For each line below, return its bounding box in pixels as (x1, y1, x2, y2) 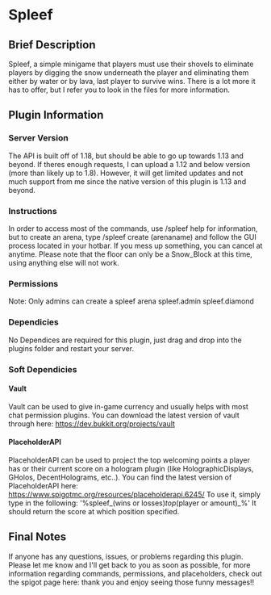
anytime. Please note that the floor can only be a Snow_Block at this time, (8, 249, 252, 259)
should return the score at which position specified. (8, 506, 180, 516)
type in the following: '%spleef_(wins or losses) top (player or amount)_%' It (8, 498, 256, 508)
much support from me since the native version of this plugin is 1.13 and (8, 176, 247, 186)
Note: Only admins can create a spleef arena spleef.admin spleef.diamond (8, 296, 254, 306)
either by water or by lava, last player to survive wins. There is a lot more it (8, 77, 256, 86)
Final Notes (8, 530, 67, 544)
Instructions (8, 205, 58, 216)
